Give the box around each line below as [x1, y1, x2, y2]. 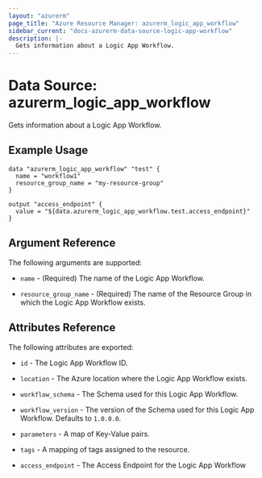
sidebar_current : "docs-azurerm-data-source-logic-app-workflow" [8, 27, 232, 35]
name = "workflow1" [15, 172, 81, 180]
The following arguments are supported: [8, 257, 143, 267]
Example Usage [8, 143, 89, 157]
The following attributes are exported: [8, 342, 134, 351]
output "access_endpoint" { [8, 200, 103, 208]
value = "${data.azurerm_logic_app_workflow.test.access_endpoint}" [15, 207, 251, 215]
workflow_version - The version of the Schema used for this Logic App [19, 405, 255, 414]
